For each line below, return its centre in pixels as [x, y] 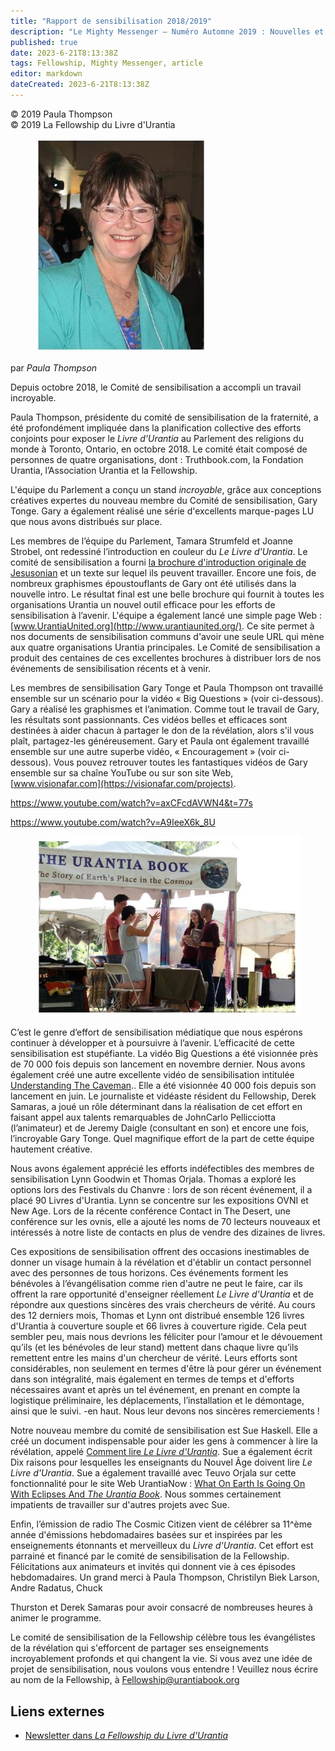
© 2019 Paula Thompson [61, 114]
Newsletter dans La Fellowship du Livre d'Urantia [126, 1735]
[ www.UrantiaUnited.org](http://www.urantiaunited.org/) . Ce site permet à [162, 626]
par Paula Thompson [54, 367]
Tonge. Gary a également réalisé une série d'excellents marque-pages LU [162, 511]
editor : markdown [46, 74]
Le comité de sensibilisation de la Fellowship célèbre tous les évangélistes [163, 1637]
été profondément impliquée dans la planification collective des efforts [156, 427]
